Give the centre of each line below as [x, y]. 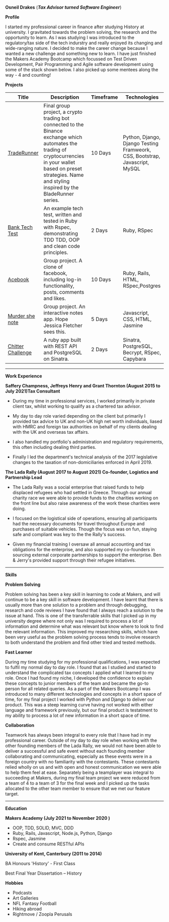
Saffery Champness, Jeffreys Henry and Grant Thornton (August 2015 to [83, 386]
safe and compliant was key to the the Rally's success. [69, 534]
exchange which [63, 137]
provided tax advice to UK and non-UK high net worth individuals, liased [87, 421]
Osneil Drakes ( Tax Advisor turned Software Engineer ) [63, 7]
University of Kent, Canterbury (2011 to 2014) [54, 854]
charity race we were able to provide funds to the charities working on [85, 498]
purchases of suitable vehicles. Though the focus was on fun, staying [84, 529]
